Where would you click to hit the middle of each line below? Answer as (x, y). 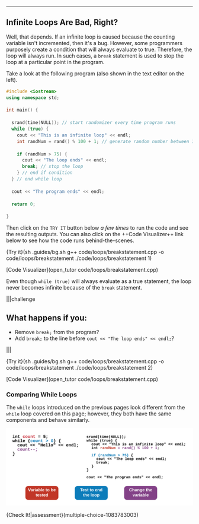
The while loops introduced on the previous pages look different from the (96, 408)
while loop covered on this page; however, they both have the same (89, 414)
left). (12, 80)
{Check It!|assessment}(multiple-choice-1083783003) (73, 515)
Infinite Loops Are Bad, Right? (62, 22)
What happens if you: (47, 318)
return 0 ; (23, 204)
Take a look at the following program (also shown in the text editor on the (95, 73)
